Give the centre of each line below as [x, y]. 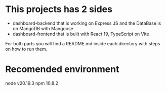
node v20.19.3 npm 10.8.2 [32, 83]
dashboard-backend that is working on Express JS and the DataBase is [87, 23]
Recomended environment [62, 69]
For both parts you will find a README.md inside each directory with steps [83, 43]
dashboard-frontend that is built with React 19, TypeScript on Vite [81, 34]
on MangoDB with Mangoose [43, 28]
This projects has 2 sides [59, 9]
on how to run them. [26, 49]
